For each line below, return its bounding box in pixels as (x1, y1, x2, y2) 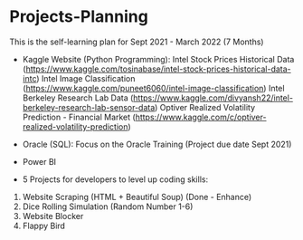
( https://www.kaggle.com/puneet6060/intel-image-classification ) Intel (22, 82, 285, 93)
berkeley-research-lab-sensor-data (22, 101, 156, 112)
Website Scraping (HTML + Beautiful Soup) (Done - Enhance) (22, 191, 252, 202)
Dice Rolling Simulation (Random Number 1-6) (22, 201, 194, 212)
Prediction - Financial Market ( (22, 111, 136, 122)
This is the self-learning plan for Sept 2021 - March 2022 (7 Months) (9, 36, 264, 47)
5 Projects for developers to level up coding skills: (22, 174, 209, 185)
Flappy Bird (22, 220, 66, 231)
